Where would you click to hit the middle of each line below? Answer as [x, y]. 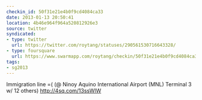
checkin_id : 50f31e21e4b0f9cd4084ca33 [55, 12]
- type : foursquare [31, 51]
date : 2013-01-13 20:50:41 [40, 17]
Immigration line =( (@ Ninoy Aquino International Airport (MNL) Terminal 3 [99, 84]
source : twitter [26, 28]
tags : [13, 62]
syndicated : [21, 34]
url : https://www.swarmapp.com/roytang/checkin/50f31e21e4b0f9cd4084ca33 [106, 56]
